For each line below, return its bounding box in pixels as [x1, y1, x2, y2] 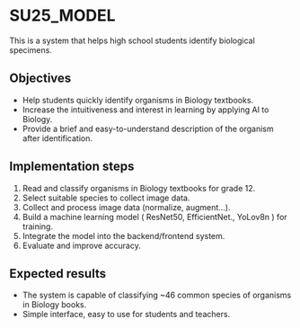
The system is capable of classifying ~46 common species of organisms [22, 289, 292, 301]
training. [22, 221, 54, 232]
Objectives [9, 71, 72, 86]
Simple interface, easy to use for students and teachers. [22, 309, 231, 320]
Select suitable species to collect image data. [22, 192, 190, 203]
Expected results [9, 266, 106, 281]
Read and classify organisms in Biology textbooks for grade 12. [22, 182, 256, 193]
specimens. [9, 44, 52, 55]
